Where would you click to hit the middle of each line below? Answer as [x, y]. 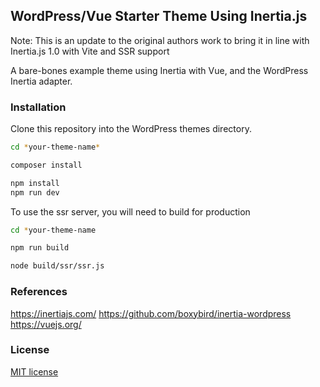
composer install [46, 165]
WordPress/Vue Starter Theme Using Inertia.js [159, 16]
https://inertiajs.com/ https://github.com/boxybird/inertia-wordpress [151, 313]
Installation [38, 107]
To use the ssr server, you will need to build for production [130, 211]
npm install [35, 183]
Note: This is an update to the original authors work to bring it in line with [160, 40]
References [39, 292]
